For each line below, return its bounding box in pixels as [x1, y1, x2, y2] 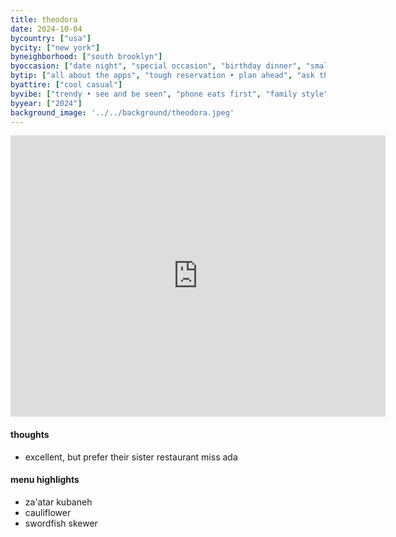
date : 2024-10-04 [10, 24, 83, 34]
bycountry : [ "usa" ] [10, 33, 92, 43]
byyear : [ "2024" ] [10, 98, 83, 108]
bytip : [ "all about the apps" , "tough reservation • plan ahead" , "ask [10, 71, 315, 81]
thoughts [10, 428, 50, 440]
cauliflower [24, 506, 72, 518]
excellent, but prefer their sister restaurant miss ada [24, 451, 238, 463]
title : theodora [10, 14, 78, 25]
